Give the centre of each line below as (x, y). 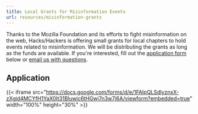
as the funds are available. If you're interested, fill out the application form (96, 53)
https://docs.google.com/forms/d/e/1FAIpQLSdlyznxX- (113, 92)
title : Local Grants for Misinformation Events (66, 12)
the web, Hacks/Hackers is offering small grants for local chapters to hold (96, 40)
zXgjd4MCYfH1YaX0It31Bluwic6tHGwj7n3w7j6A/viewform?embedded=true (98, 99)
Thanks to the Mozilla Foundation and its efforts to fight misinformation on (96, 34)
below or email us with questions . (47, 59)
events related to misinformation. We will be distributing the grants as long (97, 47)
